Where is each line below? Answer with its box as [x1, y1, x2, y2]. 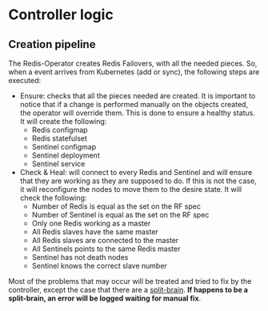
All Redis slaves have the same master [31, 227, 158, 237]
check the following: [19, 193, 87, 202]
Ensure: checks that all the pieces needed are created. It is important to [19, 91, 256, 101]
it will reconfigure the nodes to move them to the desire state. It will [19, 185, 242, 193]
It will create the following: [19, 117, 107, 126]
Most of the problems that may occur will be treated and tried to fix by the [8, 277, 252, 285]
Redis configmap [31, 126, 88, 134]
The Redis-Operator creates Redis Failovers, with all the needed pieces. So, [8, 58, 258, 68]
